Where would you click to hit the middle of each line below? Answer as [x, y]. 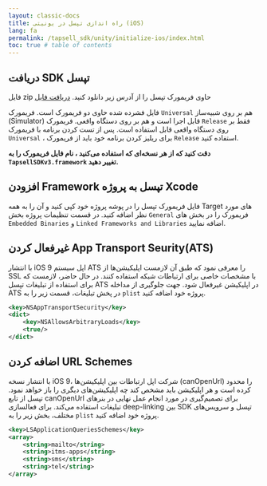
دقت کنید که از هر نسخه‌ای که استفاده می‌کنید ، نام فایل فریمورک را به [110, 153]
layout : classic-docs [44, 16]
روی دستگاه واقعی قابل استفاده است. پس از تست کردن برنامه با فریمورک [118, 129]
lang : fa [23, 30]
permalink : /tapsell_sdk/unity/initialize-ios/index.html [106, 38]
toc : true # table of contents [60, 45]
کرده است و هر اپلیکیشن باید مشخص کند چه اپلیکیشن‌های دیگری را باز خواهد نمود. [130, 389]
